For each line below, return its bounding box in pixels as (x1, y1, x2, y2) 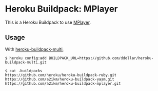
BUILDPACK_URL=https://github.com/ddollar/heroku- (48, 56, 154, 61)
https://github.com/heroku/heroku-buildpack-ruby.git (5, 73, 117, 77)
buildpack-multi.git (5, 60, 47, 65)
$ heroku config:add (5, 56, 47, 61)
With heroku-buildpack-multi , (5, 46, 64, 52)
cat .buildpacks (9, 68, 42, 73)
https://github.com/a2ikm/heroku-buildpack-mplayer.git (5, 81, 121, 86)
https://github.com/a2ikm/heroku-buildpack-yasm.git (5, 76, 115, 82)
